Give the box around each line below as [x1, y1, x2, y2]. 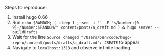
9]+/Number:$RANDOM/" [12, 25, 58, 30]
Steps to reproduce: [5, 5, 47, 10]
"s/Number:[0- [111, 20, 141, 25]
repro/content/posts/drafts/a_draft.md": [12, 40, 102, 45]
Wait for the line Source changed [12, 34, 79, 40]
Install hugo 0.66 [12, 14, 48, 20]
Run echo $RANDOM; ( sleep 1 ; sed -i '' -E [12, 20, 110, 25]
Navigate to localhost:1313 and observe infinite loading [12, 45, 130, 50]
